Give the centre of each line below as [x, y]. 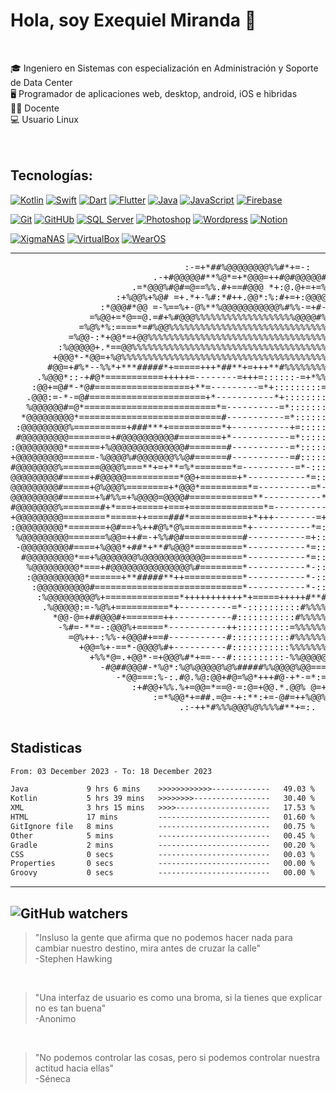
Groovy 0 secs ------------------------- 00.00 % [162, 873]
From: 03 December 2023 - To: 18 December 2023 [111, 771]
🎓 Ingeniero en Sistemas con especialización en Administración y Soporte [164, 68]
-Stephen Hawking [73, 958]
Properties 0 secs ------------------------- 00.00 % [162, 864]
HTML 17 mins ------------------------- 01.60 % [162, 817]
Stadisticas [46, 748]
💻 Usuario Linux [44, 119]
